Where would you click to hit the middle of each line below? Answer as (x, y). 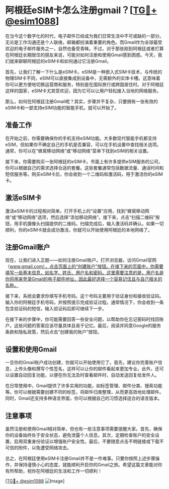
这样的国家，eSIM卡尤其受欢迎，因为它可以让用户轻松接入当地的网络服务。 (83, 91)
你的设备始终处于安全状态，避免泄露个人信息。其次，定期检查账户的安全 (80, 435)
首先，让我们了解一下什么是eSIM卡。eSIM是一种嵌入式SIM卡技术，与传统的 (84, 72)
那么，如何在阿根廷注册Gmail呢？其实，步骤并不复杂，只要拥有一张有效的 (82, 101)
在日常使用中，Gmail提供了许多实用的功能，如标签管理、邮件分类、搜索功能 (84, 386)
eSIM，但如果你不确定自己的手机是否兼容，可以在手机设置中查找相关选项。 (83, 145)
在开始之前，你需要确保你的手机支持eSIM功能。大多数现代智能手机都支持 (81, 138)
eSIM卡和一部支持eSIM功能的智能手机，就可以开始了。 (62, 108)
